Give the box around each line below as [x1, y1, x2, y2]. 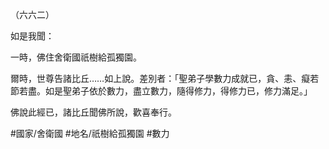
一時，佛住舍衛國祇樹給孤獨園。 [10, 51, 142, 63]
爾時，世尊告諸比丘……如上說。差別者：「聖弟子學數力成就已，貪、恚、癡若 [10, 73, 320, 84]
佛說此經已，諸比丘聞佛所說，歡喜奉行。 [10, 106, 177, 118]
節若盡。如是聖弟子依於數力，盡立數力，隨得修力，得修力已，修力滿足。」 [10, 85, 313, 97]
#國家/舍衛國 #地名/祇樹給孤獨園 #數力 [10, 128, 170, 139]
